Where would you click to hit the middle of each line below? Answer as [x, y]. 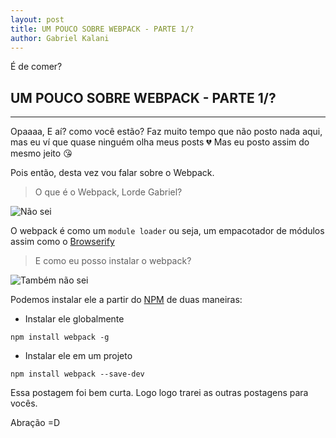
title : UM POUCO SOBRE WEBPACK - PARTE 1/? [102, 29]
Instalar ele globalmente [74, 319]
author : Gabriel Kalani [60, 38]
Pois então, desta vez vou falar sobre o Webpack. [112, 173]
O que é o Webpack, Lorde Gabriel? [108, 192]
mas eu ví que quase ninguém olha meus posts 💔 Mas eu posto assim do [160, 142]
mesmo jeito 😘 [41, 153]
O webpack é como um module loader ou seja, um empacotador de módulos [167, 231]
